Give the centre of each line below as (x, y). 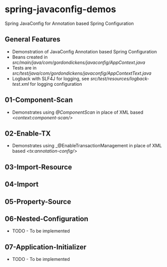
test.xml (20, 84)
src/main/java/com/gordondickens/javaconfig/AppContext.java (78, 62)
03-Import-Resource (38, 167)
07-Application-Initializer (46, 247)
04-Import (22, 185)
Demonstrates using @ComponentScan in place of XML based (78, 112)
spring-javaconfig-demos (60, 9)
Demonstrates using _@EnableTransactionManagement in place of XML (87, 146)
